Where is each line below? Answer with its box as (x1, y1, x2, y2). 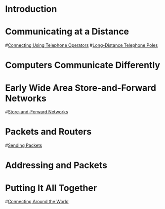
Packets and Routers (5, 126, 92, 138)
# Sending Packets (5, 142, 42, 148)
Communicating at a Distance (5, 26, 129, 37)
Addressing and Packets (5, 160, 108, 171)
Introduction (5, 3, 57, 15)
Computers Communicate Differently (5, 60, 161, 71)
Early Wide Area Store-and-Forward (5, 82, 157, 93)
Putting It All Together (5, 182, 97, 193)
